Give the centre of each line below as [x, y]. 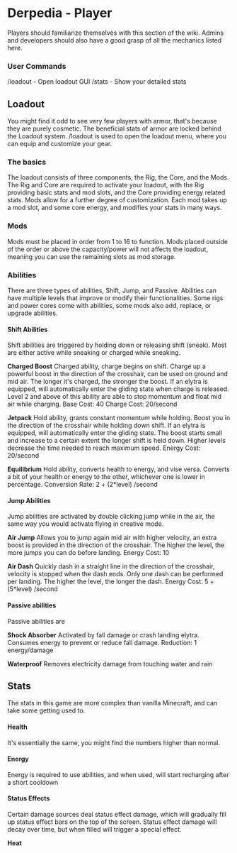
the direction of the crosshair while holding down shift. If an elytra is [106, 425]
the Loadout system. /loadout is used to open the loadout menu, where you [117, 136]
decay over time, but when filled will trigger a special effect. [94, 829]
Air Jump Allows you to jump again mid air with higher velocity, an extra [112, 538]
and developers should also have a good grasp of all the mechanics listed [115, 40]
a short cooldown [33, 782]
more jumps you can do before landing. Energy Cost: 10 [88, 553]
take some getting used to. [46, 710]
